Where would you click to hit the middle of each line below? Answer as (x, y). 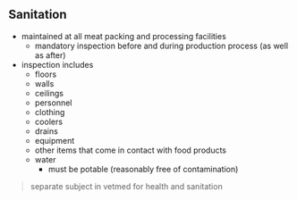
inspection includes (57, 64)
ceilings (49, 93)
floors (46, 74)
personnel (53, 103)
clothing (50, 112)
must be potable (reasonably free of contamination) (143, 169)
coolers (49, 121)
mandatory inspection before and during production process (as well (161, 46)
